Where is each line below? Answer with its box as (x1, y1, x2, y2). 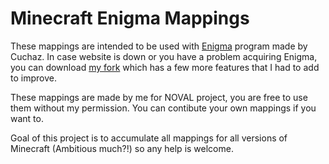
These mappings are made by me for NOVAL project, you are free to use (10, 91, 308, 103)
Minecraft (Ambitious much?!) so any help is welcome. (10, 142, 234, 154)
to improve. (10, 72, 57, 84)
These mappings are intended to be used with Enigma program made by (10, 40, 308, 52)
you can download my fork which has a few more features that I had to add (10, 61, 320, 73)
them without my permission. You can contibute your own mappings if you (10, 102, 317, 114)
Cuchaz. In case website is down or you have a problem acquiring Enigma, (10, 50, 318, 62)
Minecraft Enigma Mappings (10, 7, 250, 30)
